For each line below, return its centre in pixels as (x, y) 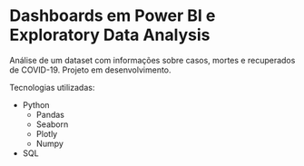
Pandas (50, 114)
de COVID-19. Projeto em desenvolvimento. (90, 70)
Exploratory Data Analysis (110, 35)
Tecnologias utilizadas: (52, 87)
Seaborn (52, 124)
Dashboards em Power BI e (113, 16)
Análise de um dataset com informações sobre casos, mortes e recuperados (152, 60)
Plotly (47, 133)
